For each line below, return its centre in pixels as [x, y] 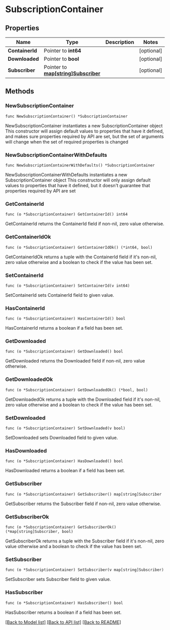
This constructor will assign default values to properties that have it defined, [85, 131]
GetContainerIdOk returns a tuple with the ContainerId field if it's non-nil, [81, 257]
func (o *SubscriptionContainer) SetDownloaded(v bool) [65, 428]
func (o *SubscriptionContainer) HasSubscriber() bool [64, 603]
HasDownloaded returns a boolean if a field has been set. [65, 471]
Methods [20, 91]
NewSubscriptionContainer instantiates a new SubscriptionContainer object [84, 125]
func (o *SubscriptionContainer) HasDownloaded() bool [64, 461]
